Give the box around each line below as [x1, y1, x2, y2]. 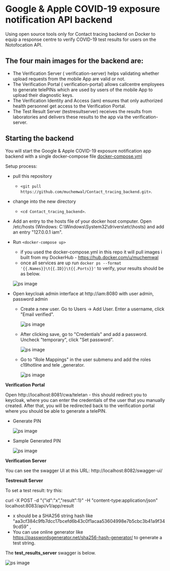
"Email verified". [20, 311, 55, 318]
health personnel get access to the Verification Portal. [12, 103, 126, 109]
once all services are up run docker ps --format [20, 260, 122, 266]
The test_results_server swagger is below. [5, 549, 96, 556]
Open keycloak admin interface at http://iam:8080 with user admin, [12, 290, 154, 297]
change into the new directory [12, 198, 77, 204]
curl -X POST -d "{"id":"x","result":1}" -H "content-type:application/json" [5, 497, 158, 503]
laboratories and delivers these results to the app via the [12, 114, 132, 120]
